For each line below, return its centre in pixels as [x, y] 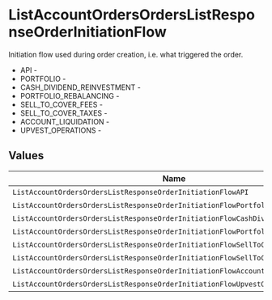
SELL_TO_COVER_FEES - [62, 104]
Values [26, 156]
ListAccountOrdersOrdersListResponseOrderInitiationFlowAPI [131, 192]
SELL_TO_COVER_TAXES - [64, 113]
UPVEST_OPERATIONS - [61, 130]
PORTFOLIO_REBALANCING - [70, 95]
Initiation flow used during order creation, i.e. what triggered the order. [126, 54]
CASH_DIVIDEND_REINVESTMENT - [81, 87]
